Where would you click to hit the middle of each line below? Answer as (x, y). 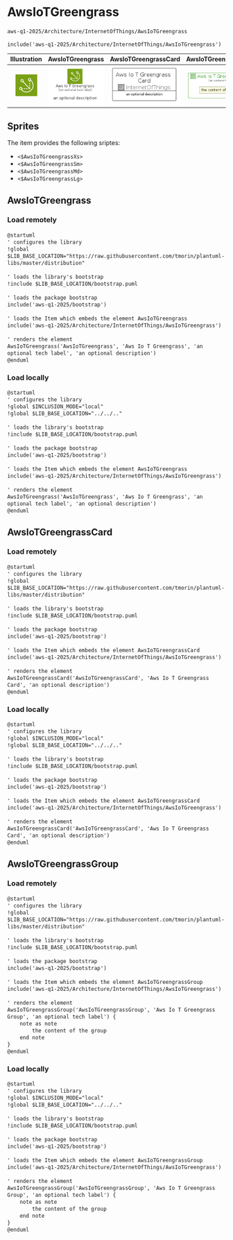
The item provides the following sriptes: (64, 143)
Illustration (26, 59)
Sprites (23, 126)
